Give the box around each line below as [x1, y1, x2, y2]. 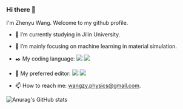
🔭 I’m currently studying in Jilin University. [15, 31, 121, 38]
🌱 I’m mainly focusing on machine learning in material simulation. [15, 42, 178, 50]
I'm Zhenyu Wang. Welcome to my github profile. [6, 19, 128, 27]
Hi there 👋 [6, 5, 36, 14]
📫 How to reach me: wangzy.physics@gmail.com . [15, 82, 141, 90]
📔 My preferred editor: [15, 70, 71, 78]
